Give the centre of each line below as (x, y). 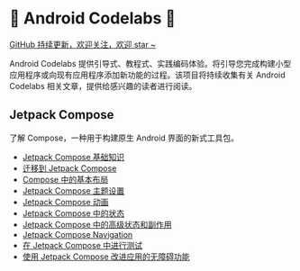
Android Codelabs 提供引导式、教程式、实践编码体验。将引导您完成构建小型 (150, 63)
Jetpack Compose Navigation (77, 234)
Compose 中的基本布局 (65, 179)
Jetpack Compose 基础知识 (73, 157)
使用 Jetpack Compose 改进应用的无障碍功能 (106, 257)
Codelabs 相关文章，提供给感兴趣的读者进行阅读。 (103, 86)
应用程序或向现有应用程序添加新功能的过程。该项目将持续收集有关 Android (147, 75)
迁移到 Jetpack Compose (69, 168)
